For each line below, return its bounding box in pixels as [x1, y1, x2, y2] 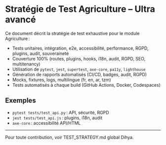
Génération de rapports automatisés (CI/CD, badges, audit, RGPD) [12, 71, 147, 77]
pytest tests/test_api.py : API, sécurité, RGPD [12, 109, 110, 115]
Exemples [5, 97, 36, 105]
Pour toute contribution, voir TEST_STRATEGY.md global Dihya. [5, 134, 134, 140]
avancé [5, 14, 36, 25]
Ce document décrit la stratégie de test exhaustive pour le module [5, 30, 140, 36]
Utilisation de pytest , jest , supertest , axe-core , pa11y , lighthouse [12, 66, 146, 72]
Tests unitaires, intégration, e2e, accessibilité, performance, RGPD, [12, 45, 149, 51]
